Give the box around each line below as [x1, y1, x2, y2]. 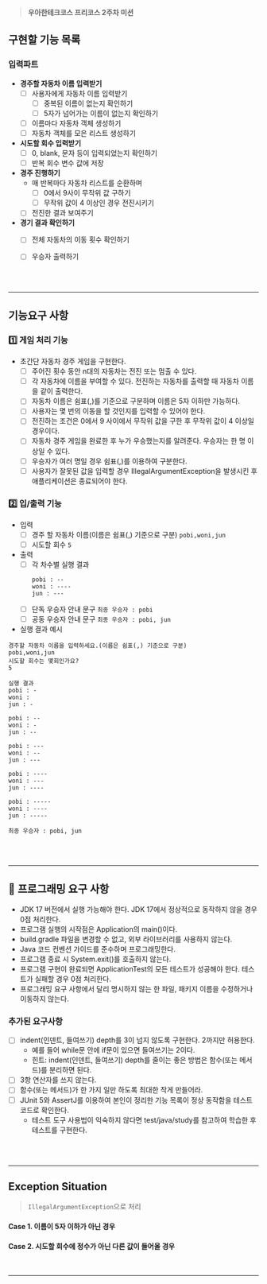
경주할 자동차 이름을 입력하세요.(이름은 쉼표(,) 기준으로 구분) [8, 642, 188, 650]
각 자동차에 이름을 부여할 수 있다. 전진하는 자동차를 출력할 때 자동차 [31, 377, 240, 386]
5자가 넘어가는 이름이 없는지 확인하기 [43, 108, 159, 118]
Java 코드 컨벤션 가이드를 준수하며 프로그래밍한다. [19, 945, 176, 954]
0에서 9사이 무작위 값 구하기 [43, 188, 131, 198]
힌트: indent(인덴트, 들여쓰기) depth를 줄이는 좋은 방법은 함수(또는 [31, 1055, 238, 1065]
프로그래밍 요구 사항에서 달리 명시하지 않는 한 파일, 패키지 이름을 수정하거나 [19, 984, 253, 994]
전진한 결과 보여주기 [31, 208, 94, 218]
